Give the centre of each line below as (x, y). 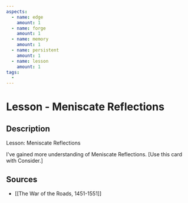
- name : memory (30, 39)
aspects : (17, 12)
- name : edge (27, 17)
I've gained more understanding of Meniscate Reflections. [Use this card (94, 154)
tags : (13, 72)
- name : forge (29, 28)
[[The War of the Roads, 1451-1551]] (58, 194)
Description (28, 129)
